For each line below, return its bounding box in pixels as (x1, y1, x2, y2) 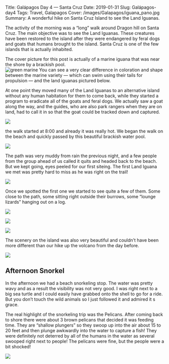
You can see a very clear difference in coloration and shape (39, 67, 163, 73)
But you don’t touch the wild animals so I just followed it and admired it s (5, 296, 155, 302)
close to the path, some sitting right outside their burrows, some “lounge (5, 194, 156, 199)
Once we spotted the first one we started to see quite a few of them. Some (5, 188, 160, 194)
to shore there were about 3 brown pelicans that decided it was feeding (5, 316, 154, 323)
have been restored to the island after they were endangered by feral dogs (5, 35, 160, 41)
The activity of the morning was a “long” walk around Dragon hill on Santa (5, 25, 159, 31)
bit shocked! (5, 343, 31, 349)
